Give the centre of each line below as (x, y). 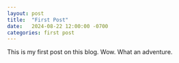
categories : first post (41, 33)
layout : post (26, 13)
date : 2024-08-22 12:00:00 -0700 (58, 26)
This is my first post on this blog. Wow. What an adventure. (90, 52)
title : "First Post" (38, 20)
